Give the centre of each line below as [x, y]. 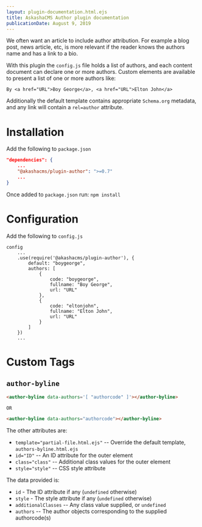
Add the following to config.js [45, 236]
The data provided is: [33, 480]
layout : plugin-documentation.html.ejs [57, 12]
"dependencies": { [30, 160]
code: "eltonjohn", [74, 306]
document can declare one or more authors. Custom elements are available [101, 72]
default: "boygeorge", [57, 263]
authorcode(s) [33, 518]
